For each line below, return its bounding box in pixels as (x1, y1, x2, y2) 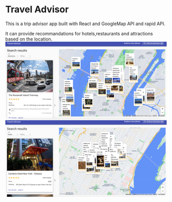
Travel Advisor (5, 4, 69, 15)
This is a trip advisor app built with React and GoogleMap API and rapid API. (5, 21, 165, 27)
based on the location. (5, 36, 53, 42)
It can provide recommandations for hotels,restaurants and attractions (5, 30, 153, 36)
